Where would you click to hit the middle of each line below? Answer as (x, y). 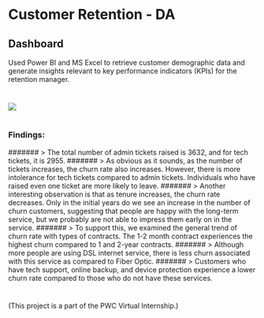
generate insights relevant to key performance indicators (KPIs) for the (123, 71)
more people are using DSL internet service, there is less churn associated (129, 253)
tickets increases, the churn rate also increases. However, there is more (125, 169)
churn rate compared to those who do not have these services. (110, 278)
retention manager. (39, 79)
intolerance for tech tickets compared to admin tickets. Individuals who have (132, 177)
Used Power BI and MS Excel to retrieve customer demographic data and (127, 62)
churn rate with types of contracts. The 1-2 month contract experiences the (131, 236)
